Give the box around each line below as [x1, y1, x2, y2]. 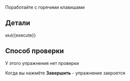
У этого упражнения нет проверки [5, 60, 79, 66]
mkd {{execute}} [5, 32, 36, 38]
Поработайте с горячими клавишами [5, 5, 85, 10]
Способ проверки [5, 47, 64, 55]
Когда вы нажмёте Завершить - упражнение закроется [5, 70, 125, 76]
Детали [5, 19, 31, 27]
